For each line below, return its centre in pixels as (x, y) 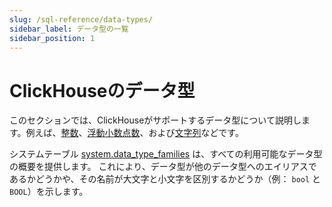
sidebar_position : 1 (52, 38)
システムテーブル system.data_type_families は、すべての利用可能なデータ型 (166, 154)
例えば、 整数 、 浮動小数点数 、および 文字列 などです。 (134, 133)
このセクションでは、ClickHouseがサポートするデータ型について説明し (155, 120)
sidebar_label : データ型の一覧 (69, 29)
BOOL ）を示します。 (49, 192)
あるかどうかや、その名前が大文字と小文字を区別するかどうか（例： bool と (165, 179)
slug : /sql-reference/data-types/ (81, 19)
